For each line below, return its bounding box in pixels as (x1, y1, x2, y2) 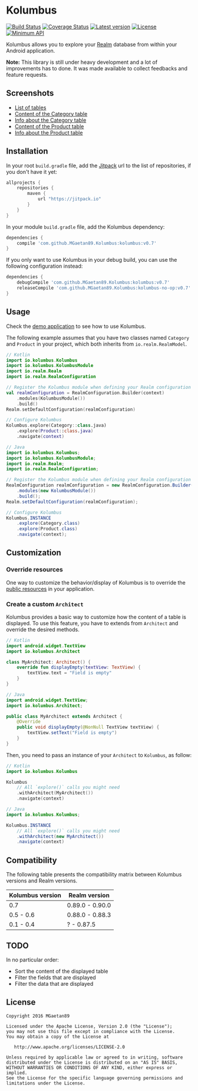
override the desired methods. (6, 626, 80, 633)
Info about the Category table (14, 116, 87, 124)
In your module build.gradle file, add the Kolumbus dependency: (6, 223, 165, 230)
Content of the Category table (14, 110, 88, 117)
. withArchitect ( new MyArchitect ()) (16, 833, 104, 839)
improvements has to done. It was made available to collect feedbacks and (6, 64, 187, 72)
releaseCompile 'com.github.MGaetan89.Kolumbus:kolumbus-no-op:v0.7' (16, 285, 192, 291)
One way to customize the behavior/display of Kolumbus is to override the (6, 579, 186, 586)
